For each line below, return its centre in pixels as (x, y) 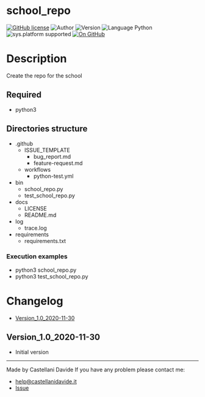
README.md (40, 215)
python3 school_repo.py (46, 270)
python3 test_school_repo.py (52, 276)
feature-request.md (58, 163)
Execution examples (37, 257)
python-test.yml (53, 176)
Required (24, 95)
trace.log (35, 228)
